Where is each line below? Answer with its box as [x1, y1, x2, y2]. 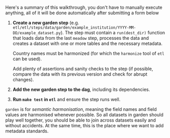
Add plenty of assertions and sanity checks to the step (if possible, [12, 66, 154, 72]
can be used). [12, 56, 42, 62]
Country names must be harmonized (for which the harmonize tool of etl [12, 51, 164, 56]
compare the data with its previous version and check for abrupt [12, 71, 148, 77]
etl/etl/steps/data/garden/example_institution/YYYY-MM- [12, 25, 136, 30]
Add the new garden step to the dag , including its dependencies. [12, 86, 150, 93]
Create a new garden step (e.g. [12, 20, 79, 26]
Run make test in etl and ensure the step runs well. [12, 97, 121, 102]
